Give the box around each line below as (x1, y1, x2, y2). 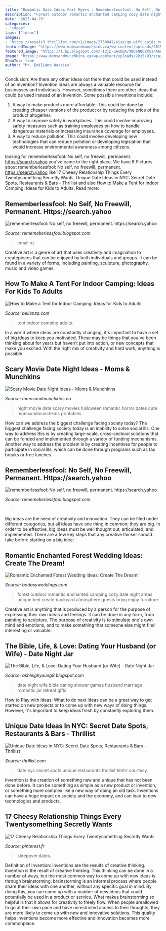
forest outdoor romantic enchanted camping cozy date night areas (17, 591, 153, 597)
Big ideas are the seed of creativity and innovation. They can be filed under (5, 516, 159, 522)
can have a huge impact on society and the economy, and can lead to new (5, 792, 157, 798)
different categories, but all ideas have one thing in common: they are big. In (5, 521, 161, 527)
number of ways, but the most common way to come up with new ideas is (5, 872, 156, 879)
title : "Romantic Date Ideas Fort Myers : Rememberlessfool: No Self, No (5, 7, 161, 12)
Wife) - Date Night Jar (5, 649, 74, 658)
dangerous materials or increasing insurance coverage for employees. (12, 128, 156, 134)
